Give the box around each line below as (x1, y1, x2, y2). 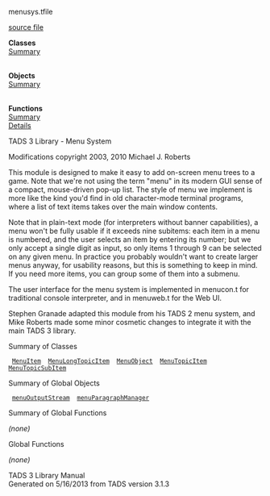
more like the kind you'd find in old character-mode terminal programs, (8, 194, 243, 202)
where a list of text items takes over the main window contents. (8, 202, 218, 211)
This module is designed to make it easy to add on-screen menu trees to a (8, 168, 255, 177)
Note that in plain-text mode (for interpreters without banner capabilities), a (8, 218, 259, 227)
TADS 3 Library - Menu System (8, 136, 112, 146)
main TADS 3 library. (8, 326, 77, 336)
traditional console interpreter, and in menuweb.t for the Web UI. (8, 294, 222, 302)
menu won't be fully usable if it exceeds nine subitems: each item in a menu (8, 226, 260, 235)
